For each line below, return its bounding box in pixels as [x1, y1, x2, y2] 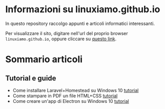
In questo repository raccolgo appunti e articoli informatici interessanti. [5, 20, 155, 26]
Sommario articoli [5, 53, 83, 65]
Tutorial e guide [5, 74, 56, 83]
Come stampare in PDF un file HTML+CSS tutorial [12, 93, 118, 99]
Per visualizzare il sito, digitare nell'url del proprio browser [5, 30, 128, 36]
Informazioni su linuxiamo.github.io [5, 4, 160, 15]
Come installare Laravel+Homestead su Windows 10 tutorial [12, 87, 139, 93]
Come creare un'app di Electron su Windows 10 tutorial [12, 98, 129, 104]
